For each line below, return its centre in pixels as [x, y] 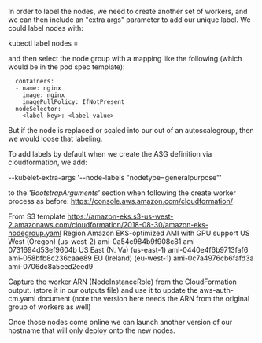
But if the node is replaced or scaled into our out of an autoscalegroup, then [131, 130]
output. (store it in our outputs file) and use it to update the [103, 290]
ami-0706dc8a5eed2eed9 [51, 266]
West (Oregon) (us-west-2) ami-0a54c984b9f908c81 [95, 242]
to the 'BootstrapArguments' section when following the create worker [122, 193]
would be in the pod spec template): [66, 67]
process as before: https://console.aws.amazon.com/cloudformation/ [121, 201]
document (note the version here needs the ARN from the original [144, 299]
